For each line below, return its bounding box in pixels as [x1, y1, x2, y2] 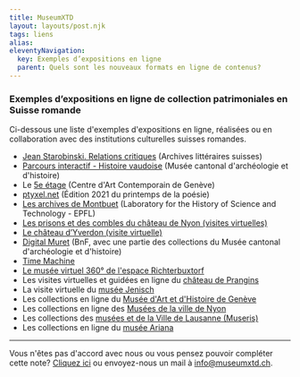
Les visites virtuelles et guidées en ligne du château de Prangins [21, 275, 259, 286]
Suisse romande [9, 104, 82, 116]
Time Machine [21, 256, 76, 267]
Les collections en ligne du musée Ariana [21, 322, 174, 333]
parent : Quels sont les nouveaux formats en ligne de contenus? [17, 64, 262, 73]
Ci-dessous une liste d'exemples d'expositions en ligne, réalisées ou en [9, 124, 272, 135]
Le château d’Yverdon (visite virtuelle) [21, 227, 162, 238]
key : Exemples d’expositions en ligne [17, 55, 162, 64]
